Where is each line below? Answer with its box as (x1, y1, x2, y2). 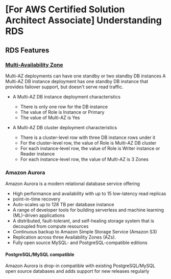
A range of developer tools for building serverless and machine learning (12, 207, 164, 213)
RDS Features (5, 46, 50, 54)
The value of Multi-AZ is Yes (20, 114, 80, 121)
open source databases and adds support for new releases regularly (5, 268, 150, 274)
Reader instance (20, 150, 55, 157)
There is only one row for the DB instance (20, 104, 108, 110)
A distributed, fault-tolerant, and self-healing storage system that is (12, 218, 155, 224)
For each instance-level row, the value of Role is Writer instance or (20, 145, 160, 151)
